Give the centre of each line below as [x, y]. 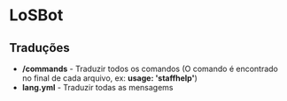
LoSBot [36, 15]
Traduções [40, 48]
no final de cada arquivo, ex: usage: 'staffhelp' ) [109, 78]
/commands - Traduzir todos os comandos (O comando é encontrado [150, 69]
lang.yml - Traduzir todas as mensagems [97, 87]
